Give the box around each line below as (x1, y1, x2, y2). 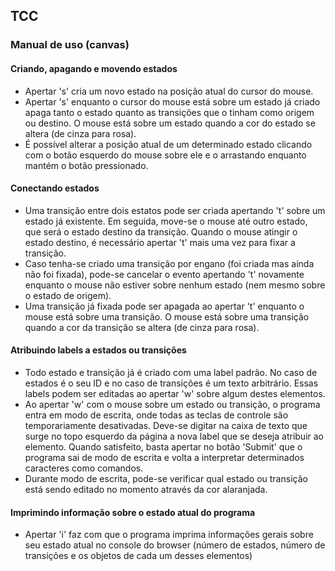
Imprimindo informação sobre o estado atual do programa (10, 506, 256, 518)
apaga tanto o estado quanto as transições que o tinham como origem (24, 106, 315, 118)
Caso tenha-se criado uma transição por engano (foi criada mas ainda (24, 257, 315, 269)
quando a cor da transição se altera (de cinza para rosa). (24, 321, 260, 333)
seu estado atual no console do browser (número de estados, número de (24, 539, 326, 551)
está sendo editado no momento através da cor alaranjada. (24, 483, 268, 495)
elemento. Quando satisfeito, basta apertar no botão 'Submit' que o (24, 440, 303, 453)
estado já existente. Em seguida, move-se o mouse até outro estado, (24, 215, 308, 227)
